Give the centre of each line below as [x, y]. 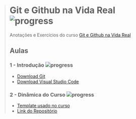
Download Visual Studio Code [48, 81]
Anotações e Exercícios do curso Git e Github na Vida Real [70, 35]
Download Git [31, 76]
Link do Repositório [37, 111]
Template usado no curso [43, 105]
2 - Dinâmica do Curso [38, 94]
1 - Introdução [27, 65]
